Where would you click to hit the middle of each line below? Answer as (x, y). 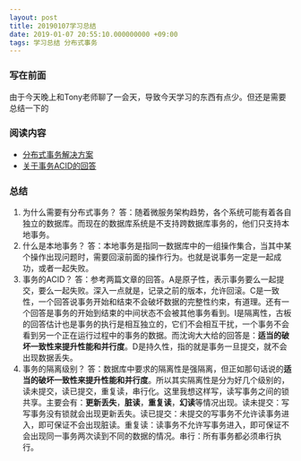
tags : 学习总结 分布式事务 (54, 43)
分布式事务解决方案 (58, 154)
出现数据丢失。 (50, 358)
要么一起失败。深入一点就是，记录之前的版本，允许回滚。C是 (151, 291)
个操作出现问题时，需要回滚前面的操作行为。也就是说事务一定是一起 (148, 257)
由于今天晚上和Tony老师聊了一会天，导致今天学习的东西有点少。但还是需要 (148, 97)
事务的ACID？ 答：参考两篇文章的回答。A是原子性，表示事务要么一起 (149, 279)
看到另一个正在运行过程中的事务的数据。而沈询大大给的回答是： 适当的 (152, 336)
